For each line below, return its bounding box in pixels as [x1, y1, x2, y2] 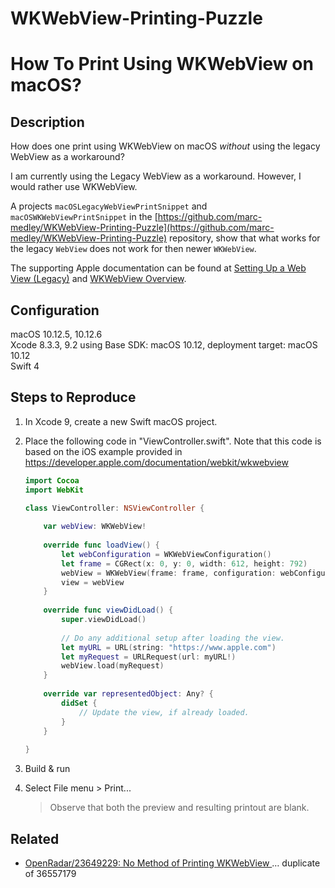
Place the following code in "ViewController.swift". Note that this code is [24, 435, 322, 447]
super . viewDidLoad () [61, 615, 147, 625]
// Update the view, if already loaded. [78, 707, 250, 717]
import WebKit [24, 485, 84, 495]
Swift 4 [10, 360, 40, 372]
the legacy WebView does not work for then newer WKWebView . [10, 243, 257, 255]
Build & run [24, 763, 71, 775]
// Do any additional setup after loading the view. [61, 633, 286, 643]
